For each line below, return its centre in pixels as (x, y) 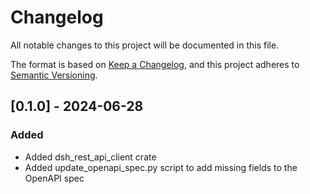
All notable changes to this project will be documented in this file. (145, 45)
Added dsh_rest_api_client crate (90, 157)
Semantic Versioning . (54, 75)
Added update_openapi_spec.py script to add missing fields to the (161, 167)
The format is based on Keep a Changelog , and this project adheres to (155, 64)
